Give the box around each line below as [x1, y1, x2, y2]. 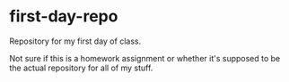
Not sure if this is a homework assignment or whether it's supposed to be [9, 53, 281, 63]
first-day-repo [9, 6, 118, 27]
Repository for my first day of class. [9, 36, 142, 46]
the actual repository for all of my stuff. [9, 62, 153, 73]
